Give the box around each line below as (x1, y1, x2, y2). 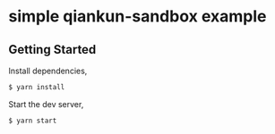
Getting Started (8, 42, 97, 57)
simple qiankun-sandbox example (8, 6, 267, 27)
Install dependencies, (8, 65, 88, 76)
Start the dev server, (8, 98, 84, 109)
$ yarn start (8, 116, 57, 125)
